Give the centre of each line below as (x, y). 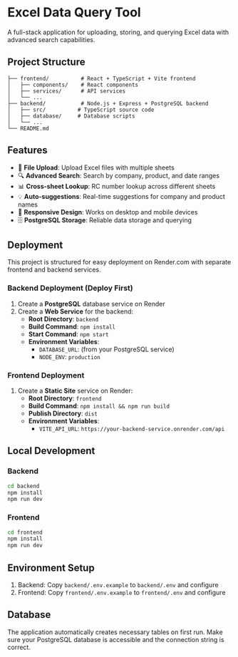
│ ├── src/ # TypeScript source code (81, 110)
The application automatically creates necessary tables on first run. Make (115, 632)
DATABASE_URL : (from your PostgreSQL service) (107, 349)
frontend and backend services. (54, 270)
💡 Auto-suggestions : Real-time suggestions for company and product (121, 196)
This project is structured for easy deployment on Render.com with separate (119, 262)
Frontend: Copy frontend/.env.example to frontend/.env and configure (121, 593)
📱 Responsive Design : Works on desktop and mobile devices (108, 212)
